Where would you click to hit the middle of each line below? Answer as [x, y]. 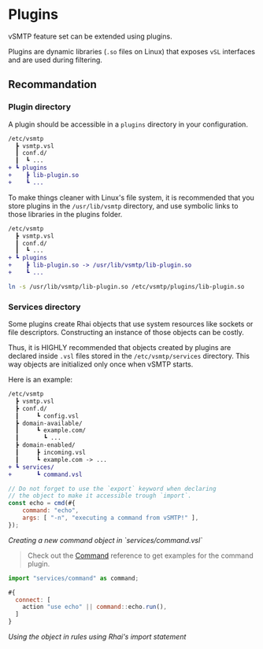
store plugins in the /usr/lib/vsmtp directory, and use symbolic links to [123, 205]
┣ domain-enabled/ [46, 445]
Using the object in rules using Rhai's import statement [97, 637]
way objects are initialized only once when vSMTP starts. [101, 364]
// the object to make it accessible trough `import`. [100, 496]
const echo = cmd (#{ [42, 503]
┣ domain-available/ [49, 423]
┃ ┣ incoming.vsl [51, 453]
